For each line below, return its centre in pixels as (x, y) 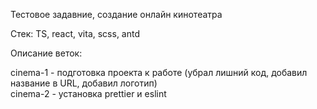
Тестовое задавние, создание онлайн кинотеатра (116, 14)
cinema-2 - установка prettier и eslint (88, 93)
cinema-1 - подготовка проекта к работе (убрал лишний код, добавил (159, 72)
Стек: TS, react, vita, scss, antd (75, 33)
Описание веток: (46, 53)
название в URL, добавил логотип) (84, 83)
